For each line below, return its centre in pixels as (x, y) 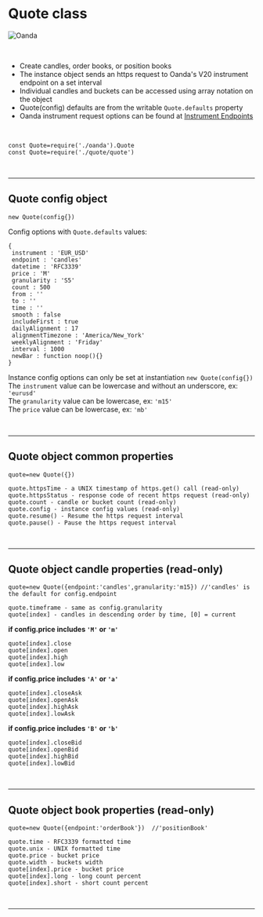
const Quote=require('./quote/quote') (71, 152)
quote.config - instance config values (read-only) (94, 509)
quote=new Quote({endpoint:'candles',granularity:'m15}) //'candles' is (129, 587)
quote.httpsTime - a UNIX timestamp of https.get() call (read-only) (124, 488)
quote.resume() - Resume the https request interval (96, 516)
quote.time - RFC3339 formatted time (70, 842)
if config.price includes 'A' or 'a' (63, 679)
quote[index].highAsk (43, 707)
